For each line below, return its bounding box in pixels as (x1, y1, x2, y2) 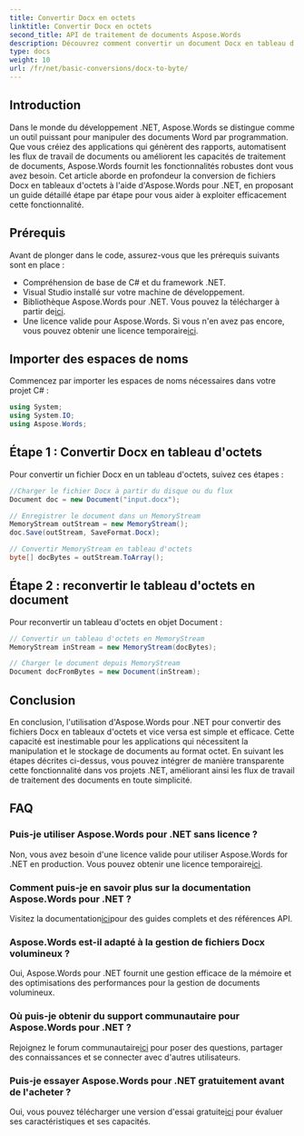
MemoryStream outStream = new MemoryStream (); (9, 520, 189, 529)
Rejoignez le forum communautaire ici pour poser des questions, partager (9, 1041, 283, 1052)
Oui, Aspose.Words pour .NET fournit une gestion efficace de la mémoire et (9, 968, 292, 979)
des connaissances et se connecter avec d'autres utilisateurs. (9, 1051, 240, 1062)
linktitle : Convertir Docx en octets (9, 22, 152, 31)
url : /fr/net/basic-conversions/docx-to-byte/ (9, 65, 189, 74)
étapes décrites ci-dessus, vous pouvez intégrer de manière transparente (9, 755, 285, 766)
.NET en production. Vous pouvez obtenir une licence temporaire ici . (9, 858, 263, 869)
